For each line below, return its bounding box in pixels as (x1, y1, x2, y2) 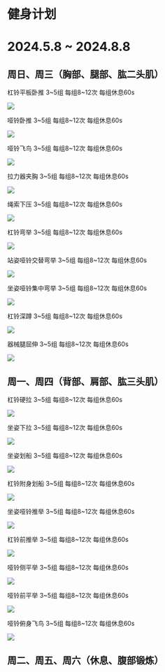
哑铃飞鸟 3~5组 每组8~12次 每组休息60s (7, 144, 123, 152)
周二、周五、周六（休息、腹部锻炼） (7, 655, 164, 666)
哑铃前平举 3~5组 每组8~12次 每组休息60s (7, 592, 129, 599)
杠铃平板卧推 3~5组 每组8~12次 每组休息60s (7, 88, 135, 96)
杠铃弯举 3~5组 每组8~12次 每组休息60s (7, 228, 123, 236)
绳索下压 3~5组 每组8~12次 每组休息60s (7, 200, 123, 208)
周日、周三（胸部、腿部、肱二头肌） (7, 68, 164, 80)
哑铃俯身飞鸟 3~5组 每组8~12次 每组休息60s (7, 620, 135, 627)
